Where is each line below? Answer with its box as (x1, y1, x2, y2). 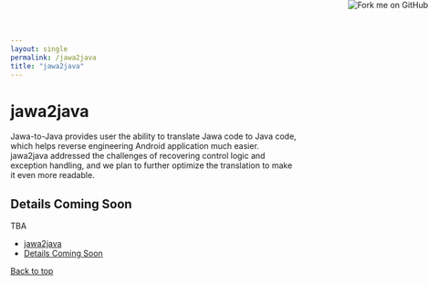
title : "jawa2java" (10, 61, 85, 70)
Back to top (10, 266, 54, 277)
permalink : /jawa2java (10, 53, 97, 62)
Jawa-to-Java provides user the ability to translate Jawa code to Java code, (10, 131, 298, 142)
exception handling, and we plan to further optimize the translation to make (10, 160, 293, 171)
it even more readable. (10, 170, 95, 181)
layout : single (10, 44, 68, 54)
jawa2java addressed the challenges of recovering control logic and (10, 151, 266, 162)
